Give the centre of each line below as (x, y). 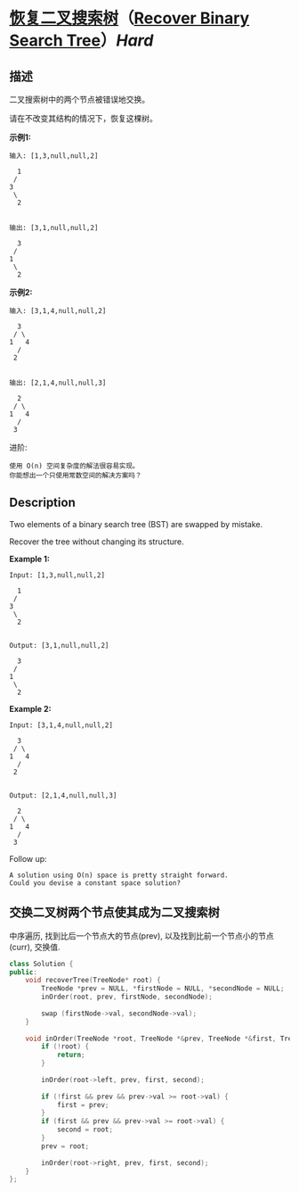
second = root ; (85, 1130)
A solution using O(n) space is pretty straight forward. (119, 875)
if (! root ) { (65, 1047)
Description (42, 503)
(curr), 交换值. (35, 947)
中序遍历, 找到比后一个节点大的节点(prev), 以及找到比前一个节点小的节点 (141, 935)
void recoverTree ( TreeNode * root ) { (93, 981)
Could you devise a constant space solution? (95, 883)
